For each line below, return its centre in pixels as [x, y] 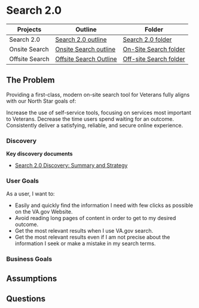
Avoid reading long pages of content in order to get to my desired [95, 218]
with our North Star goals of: [41, 101]
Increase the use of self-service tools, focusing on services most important [99, 112]
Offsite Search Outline [86, 59]
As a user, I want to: [30, 194]
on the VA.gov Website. [44, 212]
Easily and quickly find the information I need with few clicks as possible [104, 205]
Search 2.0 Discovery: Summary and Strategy [71, 166]
